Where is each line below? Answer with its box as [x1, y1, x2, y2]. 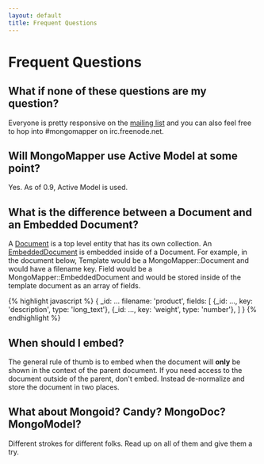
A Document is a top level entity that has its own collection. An [8, 239, 212, 249]
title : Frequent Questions [8, 19, 98, 27]
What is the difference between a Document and [8, 205, 252, 219]
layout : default [8, 11, 62, 20]
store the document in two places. [8, 382, 121, 392]
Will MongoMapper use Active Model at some [8, 149, 238, 162]
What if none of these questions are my [8, 85, 207, 98]
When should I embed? [8, 336, 124, 349]
